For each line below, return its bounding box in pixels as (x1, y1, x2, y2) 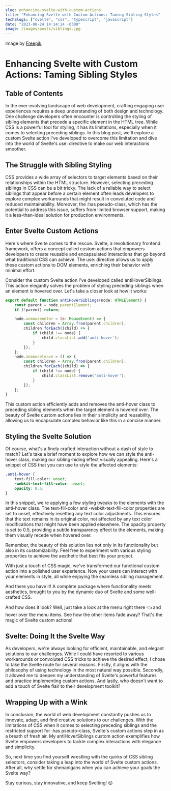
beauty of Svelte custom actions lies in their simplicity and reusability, (5, 412, 152, 418)
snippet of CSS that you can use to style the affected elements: (5, 462, 138, 468)
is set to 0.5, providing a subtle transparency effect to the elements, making (5, 527, 164, 533)
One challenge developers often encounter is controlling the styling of (5, 113, 152, 120)
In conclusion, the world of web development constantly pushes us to (5, 712, 151, 718)
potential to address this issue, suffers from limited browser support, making (5, 207, 165, 213)
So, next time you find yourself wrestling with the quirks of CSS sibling (5, 754, 153, 760)
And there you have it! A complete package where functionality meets (5, 583, 152, 590)
